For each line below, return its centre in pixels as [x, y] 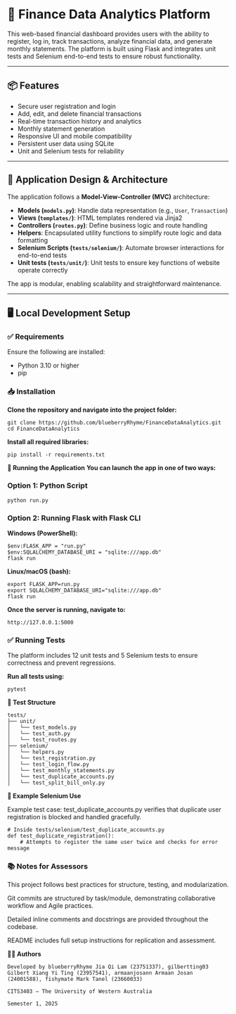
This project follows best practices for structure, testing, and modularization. [118, 884]
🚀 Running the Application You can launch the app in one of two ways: [112, 467]
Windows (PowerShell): [42, 533]
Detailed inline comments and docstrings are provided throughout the [108, 919]
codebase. [23, 926]
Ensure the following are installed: [56, 352]
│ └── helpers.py [36, 752]
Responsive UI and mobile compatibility [74, 136]
